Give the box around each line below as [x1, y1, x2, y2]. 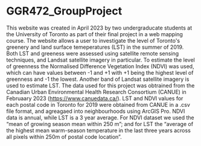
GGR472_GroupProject [6, 4, 123, 18]
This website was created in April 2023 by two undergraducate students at [6, 24, 193, 31]
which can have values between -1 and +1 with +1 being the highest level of [6, 69, 194, 76]
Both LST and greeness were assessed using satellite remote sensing [6, 49, 179, 57]
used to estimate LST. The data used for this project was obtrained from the [6, 81, 195, 89]
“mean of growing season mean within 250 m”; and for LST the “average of [6, 120, 194, 127]
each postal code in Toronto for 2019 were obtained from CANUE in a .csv [6, 101, 190, 108]
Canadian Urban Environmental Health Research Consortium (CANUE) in [6, 88, 187, 95]
